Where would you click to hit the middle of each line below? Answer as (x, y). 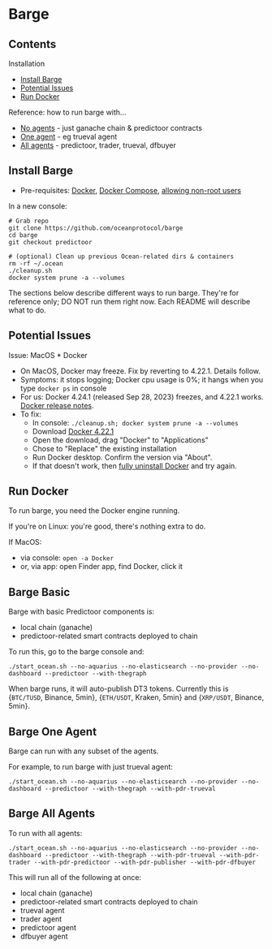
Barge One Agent (53, 731)
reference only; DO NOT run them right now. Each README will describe (130, 301)
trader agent (41, 919)
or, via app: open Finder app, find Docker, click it (101, 567)
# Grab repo (28, 221)
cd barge (23, 235)
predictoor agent (48, 927)
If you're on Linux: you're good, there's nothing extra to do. (107, 526)
